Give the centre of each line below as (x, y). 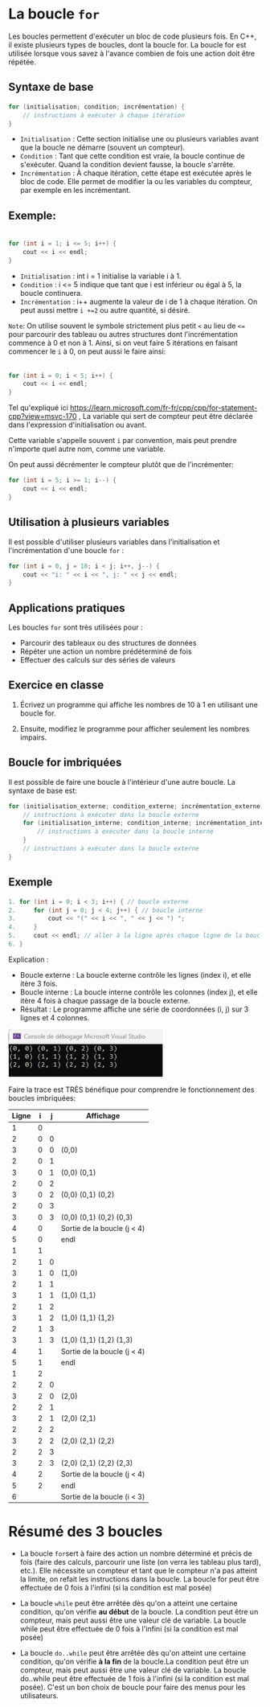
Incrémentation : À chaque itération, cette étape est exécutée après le (135, 173)
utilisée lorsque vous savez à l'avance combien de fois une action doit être (132, 53)
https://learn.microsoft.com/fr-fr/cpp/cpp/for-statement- (164, 408)
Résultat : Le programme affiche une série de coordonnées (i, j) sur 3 (134, 1009)
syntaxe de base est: (43, 790)
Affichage (103, 1116)
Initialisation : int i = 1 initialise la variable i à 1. (100, 276)
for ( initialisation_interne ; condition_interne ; (108, 823)
